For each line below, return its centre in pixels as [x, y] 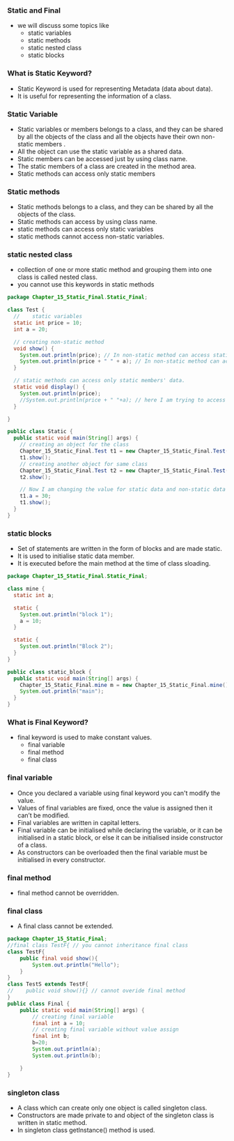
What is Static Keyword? [50, 73]
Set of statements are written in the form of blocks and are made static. [120, 549]
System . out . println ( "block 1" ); [67, 614]
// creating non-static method [59, 342]
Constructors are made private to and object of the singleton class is [116, 1115]
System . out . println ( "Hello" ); [76, 965]
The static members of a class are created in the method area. [107, 166]
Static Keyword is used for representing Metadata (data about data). [115, 89]
